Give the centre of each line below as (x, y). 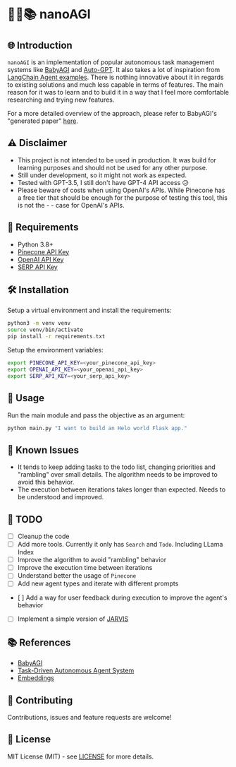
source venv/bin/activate (45, 330)
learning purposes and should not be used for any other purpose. (112, 167)
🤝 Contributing (40, 700)
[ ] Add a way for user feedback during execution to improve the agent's (122, 597)
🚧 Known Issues (43, 450)
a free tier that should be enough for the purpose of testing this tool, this (122, 197)
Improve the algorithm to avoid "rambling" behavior (92, 560)
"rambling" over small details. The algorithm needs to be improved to (118, 475)
